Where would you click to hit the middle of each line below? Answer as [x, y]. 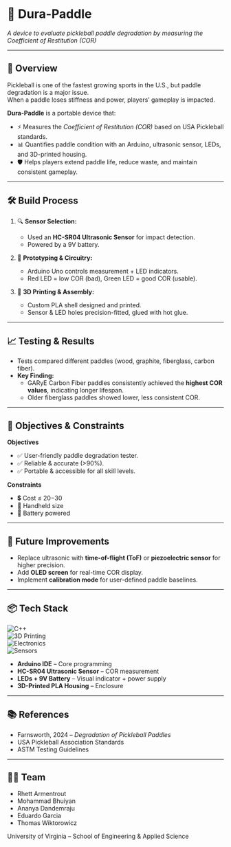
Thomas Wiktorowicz [47, 823]
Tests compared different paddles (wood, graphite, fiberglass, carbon [115, 361]
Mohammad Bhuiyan [46, 801]
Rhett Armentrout [42, 794]
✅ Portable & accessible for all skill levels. [76, 471]
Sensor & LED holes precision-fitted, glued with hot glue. [108, 312]
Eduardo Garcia [39, 816]
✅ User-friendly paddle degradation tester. [78, 456]
